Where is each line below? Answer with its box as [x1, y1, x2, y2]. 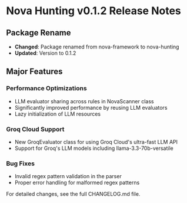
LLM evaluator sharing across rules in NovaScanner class [14, 97, 154, 104]
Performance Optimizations [6, 84, 87, 93]
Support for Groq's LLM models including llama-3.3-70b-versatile [14, 145, 173, 152]
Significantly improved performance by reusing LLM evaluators [14, 104, 168, 111]
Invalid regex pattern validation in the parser [14, 173, 122, 180]
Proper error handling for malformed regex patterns [14, 179, 140, 186]
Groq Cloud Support [6, 125, 65, 133]
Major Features [6, 67, 63, 77]
